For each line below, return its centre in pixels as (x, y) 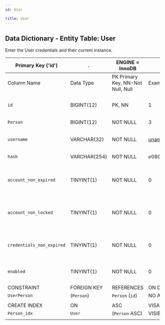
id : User (14, 10)
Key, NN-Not (127, 83)
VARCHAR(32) (87, 140)
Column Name (24, 83)
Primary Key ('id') (37, 65)
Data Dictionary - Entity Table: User (60, 38)
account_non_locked (30, 213)
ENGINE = (128, 62)
